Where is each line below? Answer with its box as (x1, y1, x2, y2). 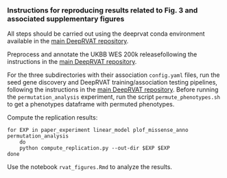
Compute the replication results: (7, 113, 98, 122)
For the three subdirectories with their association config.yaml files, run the (7, 71, 221, 79)
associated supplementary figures (7, 14, 125, 23)
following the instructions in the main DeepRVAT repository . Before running (7, 85, 219, 94)
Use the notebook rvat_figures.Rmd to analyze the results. (7, 163, 173, 171)
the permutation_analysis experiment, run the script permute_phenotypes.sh (7, 93, 221, 101)
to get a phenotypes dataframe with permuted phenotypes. (7, 100, 175, 109)
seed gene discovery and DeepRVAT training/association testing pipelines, (7, 78, 218, 87)
